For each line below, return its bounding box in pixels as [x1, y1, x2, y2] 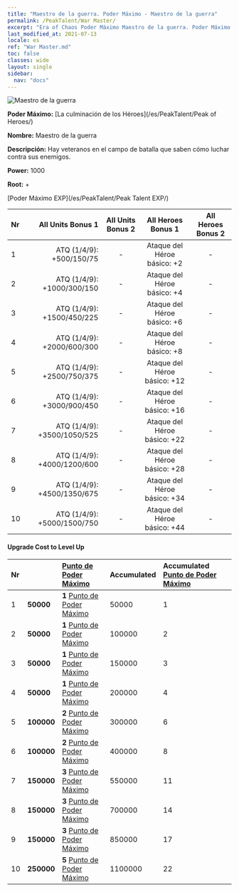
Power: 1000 [7, 167, 45, 175]
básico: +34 [144, 493, 185, 503]
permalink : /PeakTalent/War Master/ [7, 17, 116, 24]
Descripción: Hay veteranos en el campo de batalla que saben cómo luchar [7, 145, 230, 154]
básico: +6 [147, 318, 183, 327]
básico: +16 [144, 405, 185, 415]
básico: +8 [147, 347, 183, 357]
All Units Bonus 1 [38, 220, 99, 230]
